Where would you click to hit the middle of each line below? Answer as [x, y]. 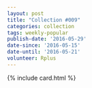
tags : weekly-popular [38, 33]
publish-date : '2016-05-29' [47, 39]
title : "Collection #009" [44, 20]
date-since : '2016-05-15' [44, 45]
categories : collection [41, 26]
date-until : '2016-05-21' [44, 52]
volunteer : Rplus [32, 58]
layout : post [26, 13]
